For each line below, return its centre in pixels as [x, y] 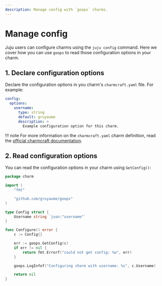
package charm [20, 177]
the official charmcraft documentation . [44, 141]
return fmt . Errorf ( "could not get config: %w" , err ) [77, 252]
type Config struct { [27, 212]
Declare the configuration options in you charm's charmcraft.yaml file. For [79, 85]
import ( [14, 185]
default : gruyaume [37, 117]
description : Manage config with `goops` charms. [57, 10]
